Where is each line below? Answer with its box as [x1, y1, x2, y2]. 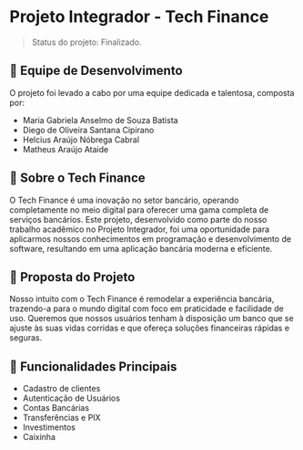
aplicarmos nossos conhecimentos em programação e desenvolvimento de [9, 233, 292, 244]
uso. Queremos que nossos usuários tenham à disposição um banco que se [9, 313, 294, 324]
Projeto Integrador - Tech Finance [9, 6, 269, 27]
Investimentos [22, 422, 76, 433]
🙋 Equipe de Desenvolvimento [9, 63, 184, 78]
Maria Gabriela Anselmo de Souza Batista [22, 114, 179, 125]
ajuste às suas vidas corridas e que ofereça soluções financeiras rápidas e [9, 322, 289, 334]
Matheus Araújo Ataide [22, 143, 109, 154]
